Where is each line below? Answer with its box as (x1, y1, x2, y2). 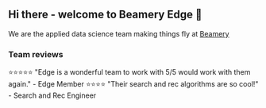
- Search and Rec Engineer (8, 91, 97, 100)
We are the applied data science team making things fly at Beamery (8, 29, 229, 38)
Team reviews (8, 48, 64, 60)
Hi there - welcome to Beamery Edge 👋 (8, 8, 202, 21)
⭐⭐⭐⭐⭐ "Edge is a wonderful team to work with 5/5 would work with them (8, 67, 251, 77)
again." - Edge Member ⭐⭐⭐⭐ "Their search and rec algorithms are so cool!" (8, 79, 259, 89)
